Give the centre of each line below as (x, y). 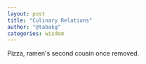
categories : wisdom (36, 33)
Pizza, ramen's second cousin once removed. (73, 53)
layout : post (26, 14)
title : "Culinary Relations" (50, 20)
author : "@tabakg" (34, 27)
